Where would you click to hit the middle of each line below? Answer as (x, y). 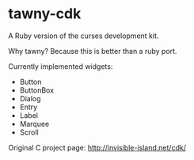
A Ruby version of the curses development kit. (84, 36)
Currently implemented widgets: (61, 66)
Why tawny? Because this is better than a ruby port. (93, 51)
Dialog (30, 98)
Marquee (34, 124)
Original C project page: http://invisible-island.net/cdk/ (97, 147)
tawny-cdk (45, 14)
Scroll (29, 132)
